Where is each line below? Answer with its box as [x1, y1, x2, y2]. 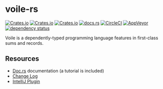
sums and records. [5, 40, 44, 46]
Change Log [12, 73, 38, 79]
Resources [5, 55, 39, 63]
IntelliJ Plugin [12, 78, 40, 84]
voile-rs [5, 3, 38, 15]
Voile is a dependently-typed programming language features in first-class [5, 35, 159, 41]
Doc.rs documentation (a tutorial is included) [12, 68, 105, 74]
